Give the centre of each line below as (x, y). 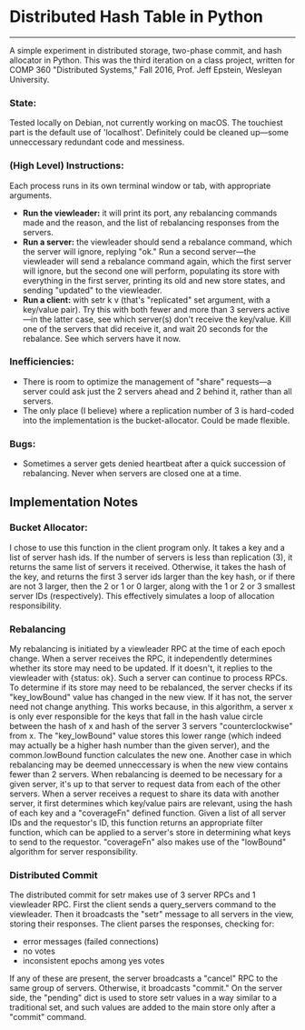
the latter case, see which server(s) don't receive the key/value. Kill (166, 319)
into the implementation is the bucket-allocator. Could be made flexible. (156, 420)
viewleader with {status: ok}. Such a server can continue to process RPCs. (148, 678)
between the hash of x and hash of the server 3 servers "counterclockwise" (151, 726)
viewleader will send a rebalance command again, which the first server (157, 261)
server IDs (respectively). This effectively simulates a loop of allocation (142, 595)
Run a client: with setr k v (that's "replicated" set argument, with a (146, 300)
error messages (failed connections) (90, 942)
